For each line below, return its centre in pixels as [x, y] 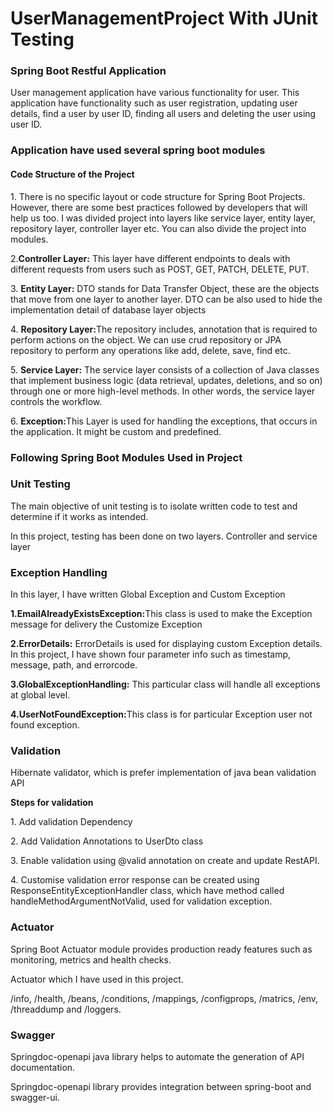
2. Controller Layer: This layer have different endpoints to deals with [150, 258]
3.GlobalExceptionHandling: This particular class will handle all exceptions [165, 684]
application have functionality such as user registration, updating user [154, 103]
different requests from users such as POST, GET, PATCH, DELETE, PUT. [160, 269]
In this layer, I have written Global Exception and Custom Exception [148, 594]
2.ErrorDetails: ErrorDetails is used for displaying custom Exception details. [166, 644]
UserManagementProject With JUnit [164, 18]
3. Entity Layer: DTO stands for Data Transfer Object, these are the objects [165, 288]
